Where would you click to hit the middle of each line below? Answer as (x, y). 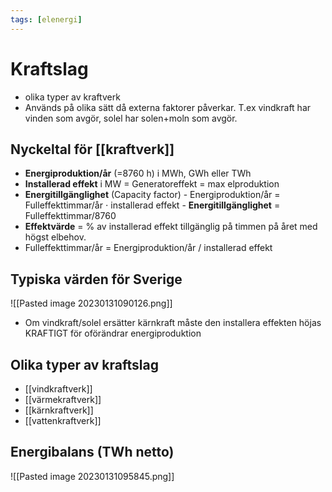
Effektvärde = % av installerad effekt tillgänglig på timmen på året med (171, 227)
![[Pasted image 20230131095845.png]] (92, 476)
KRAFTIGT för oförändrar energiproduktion (113, 333)
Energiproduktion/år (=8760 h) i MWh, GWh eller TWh (138, 173)
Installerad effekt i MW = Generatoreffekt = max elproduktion (152, 184)
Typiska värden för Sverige (96, 279)
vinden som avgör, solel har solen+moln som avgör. (131, 118)
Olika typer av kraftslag (84, 364)
